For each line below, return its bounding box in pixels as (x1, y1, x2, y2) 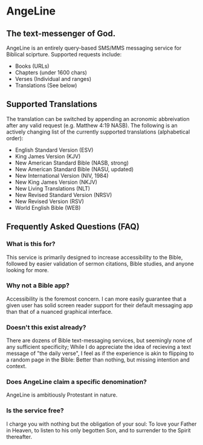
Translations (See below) (14, 82, 77, 89)
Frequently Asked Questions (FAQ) (6, 222, 140, 232)
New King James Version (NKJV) (14, 178, 98, 186)
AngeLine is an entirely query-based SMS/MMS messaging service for (6, 44, 182, 51)
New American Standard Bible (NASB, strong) (14, 159, 129, 166)
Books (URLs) (14, 62, 50, 70)
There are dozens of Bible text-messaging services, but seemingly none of (6, 337, 192, 344)
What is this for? (6, 240, 56, 248)
